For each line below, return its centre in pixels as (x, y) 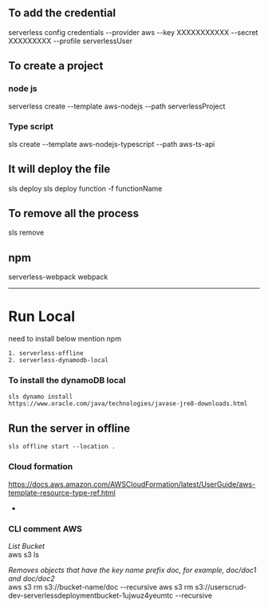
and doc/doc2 (32, 578)
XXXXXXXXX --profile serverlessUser (71, 41)
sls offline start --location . (62, 447)
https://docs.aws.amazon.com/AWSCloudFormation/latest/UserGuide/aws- (132, 484)
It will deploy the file (59, 170)
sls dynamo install (41, 397)
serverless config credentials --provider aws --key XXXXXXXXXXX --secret (133, 32)
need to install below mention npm (65, 339)
